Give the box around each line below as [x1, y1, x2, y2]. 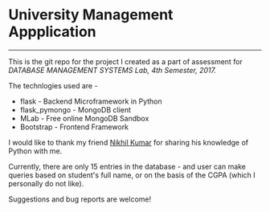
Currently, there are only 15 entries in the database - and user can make [8, 161, 247, 171]
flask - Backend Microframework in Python [19, 96, 162, 106]
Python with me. [8, 146, 63, 156]
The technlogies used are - [8, 80, 98, 90]
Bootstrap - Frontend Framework [19, 122, 129, 132]
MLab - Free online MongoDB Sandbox [19, 113, 149, 123]
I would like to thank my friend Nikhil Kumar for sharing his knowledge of [8, 137, 249, 147]
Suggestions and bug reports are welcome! [8, 194, 151, 204]
